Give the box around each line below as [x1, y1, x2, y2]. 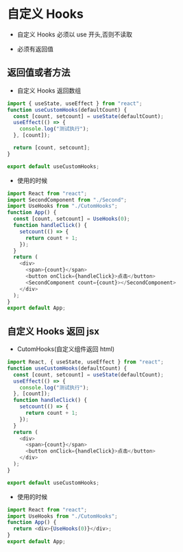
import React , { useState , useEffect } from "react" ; [7, 359, 164, 365]
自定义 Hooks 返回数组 [16, 86, 81, 95]
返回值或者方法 [7, 67, 71, 79]
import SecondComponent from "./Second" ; [7, 196, 127, 203]
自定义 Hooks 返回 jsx [7, 325, 99, 337]
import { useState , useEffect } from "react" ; [7, 100, 143, 107]
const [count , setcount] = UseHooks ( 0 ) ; [13, 215, 130, 223]
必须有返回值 [16, 45, 53, 53]
